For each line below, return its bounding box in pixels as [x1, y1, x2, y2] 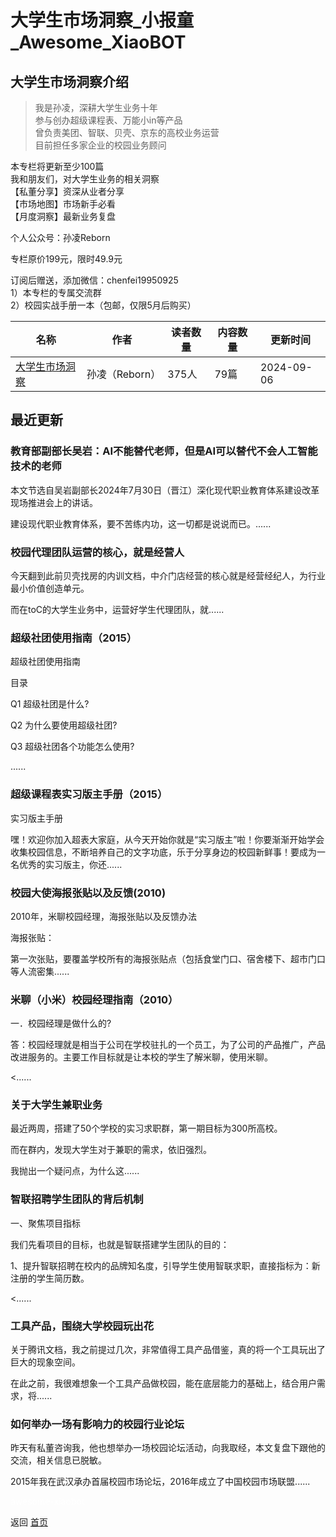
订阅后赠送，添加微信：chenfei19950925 [10, 274, 179, 286]
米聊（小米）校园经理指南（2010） [10, 992, 179, 1006]
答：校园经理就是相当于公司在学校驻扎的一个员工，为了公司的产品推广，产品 [10, 1039, 326, 1051]
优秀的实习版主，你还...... [18, 858, 123, 870]
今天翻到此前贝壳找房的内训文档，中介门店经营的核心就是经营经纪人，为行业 [10, 569, 326, 581]
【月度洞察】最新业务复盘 [10, 211, 116, 222]
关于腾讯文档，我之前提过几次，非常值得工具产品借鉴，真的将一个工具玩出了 [10, 1344, 326, 1356]
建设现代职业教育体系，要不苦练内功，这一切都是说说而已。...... [10, 517, 272, 530]
